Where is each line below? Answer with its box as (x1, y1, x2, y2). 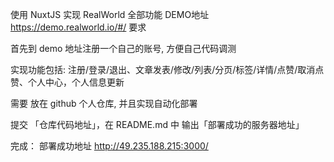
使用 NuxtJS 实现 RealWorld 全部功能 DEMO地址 (10, 9, 210, 20)
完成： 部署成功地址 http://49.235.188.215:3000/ (10, 140, 209, 152)
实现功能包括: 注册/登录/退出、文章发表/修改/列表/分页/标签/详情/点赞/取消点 (10, 64, 325, 75)
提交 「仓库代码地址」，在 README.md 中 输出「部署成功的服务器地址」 (10, 119, 305, 130)
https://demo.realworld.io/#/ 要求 (10, 21, 147, 33)
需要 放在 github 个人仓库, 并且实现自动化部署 (10, 98, 198, 109)
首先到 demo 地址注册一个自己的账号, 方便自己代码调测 (10, 43, 237, 54)
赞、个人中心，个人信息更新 (10, 76, 125, 88)
